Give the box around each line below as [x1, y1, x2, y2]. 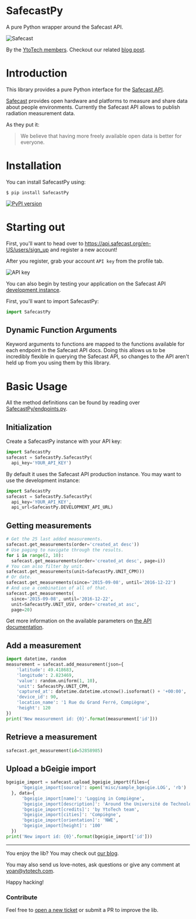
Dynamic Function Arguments [6, 325, 117, 335]
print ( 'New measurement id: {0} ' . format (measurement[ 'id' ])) [6, 715, 158, 722]
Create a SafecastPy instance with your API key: [6, 438, 122, 445]
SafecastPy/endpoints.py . [6, 405, 68, 412]
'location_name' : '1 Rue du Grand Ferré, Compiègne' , [16, 700, 150, 705]
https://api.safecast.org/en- [84, 240, 152, 247]
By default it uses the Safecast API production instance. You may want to [6, 470, 182, 477]
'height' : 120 [16, 705, 51, 711]
